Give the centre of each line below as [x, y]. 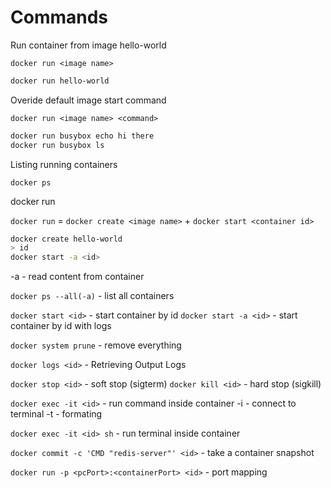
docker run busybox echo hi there [82, 136]
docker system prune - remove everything [96, 345]
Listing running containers [64, 164]
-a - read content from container [77, 277]
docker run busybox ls [57, 145]
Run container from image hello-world [88, 45]
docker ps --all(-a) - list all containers [92, 296]
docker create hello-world [66, 239]
